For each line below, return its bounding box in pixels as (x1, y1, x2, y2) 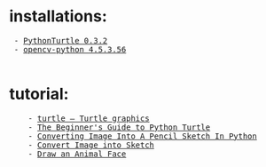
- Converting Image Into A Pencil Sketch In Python (27, 131, 257, 141)
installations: (9, 6, 108, 27)
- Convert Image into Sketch (27, 139, 155, 150)
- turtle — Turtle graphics (27, 113, 150, 123)
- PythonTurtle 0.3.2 (13, 36, 108, 45)
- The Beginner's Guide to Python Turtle (27, 122, 211, 132)
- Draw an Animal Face (27, 148, 127, 159)
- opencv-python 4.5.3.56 (13, 44, 127, 54)
